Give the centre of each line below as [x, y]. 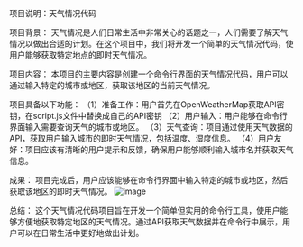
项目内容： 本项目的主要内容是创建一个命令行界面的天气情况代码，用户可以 [149, 74]
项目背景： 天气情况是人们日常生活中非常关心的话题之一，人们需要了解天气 [149, 32]
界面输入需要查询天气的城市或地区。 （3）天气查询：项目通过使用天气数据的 [151, 127]
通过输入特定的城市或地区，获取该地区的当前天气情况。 [112, 85]
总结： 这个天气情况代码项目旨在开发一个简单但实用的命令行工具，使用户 [145, 210]
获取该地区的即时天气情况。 [61, 191]
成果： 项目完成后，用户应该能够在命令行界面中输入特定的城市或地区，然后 [149, 180]
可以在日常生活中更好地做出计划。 [80, 233]
